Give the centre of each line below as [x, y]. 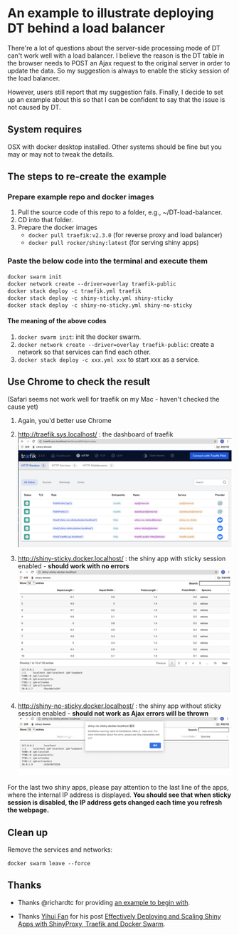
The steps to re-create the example [87, 177]
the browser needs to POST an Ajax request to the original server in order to [119, 63]
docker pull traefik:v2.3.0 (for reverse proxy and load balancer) [125, 235]
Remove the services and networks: [60, 850]
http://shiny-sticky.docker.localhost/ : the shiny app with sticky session [122, 559]
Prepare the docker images [57, 228]
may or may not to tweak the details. [61, 154]
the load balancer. [34, 78]
